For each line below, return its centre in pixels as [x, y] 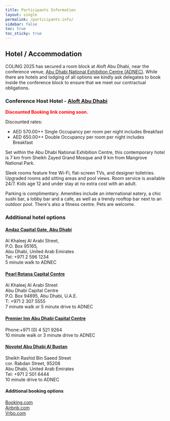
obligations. [18, 88]
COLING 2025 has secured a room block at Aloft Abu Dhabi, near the [77, 66]
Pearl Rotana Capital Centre [35, 274]
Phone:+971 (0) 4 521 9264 [34, 330]
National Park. [20, 163]
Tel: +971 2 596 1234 [27, 257]
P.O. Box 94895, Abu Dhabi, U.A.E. [41, 296]
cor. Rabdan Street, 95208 [33, 363]
